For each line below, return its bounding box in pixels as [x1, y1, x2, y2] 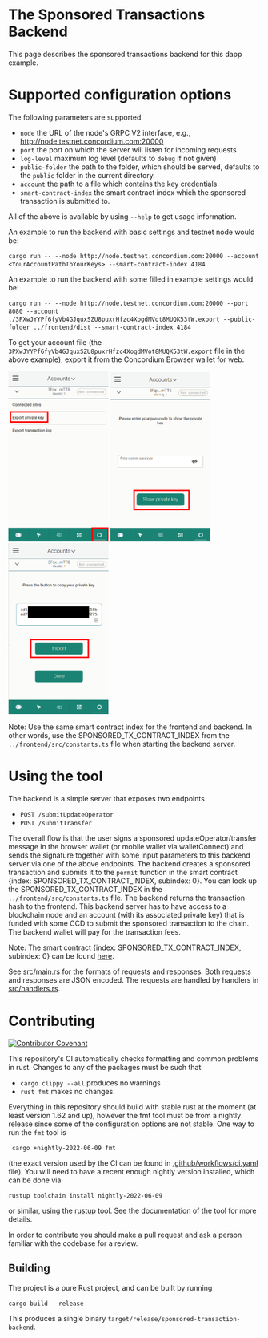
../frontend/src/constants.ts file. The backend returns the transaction [8, 893, 246, 903]
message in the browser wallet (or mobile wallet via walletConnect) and [8, 842, 244, 852]
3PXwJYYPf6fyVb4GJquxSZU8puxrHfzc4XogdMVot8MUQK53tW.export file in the [8, 346, 246, 355]
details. [8, 1214, 33, 1224]
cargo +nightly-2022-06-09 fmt [11, 1145, 116, 1153]
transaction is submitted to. [19, 196, 110, 205]
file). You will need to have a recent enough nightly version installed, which [8, 1167, 255, 1177]
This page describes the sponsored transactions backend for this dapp [8, 49, 242, 59]
